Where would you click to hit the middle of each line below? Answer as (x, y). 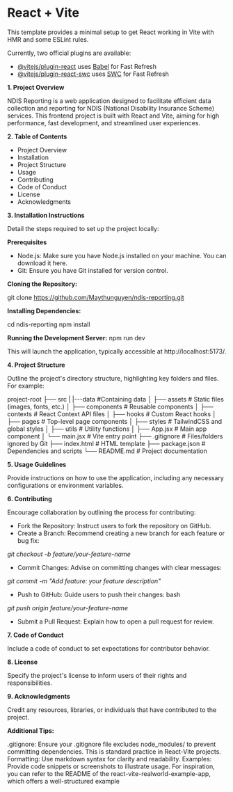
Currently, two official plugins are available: (69, 53)
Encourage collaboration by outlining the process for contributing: (102, 512)
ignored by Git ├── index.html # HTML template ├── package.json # (106, 443)
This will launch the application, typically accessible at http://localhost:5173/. (117, 351)
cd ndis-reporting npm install (49, 324)
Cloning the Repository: (42, 284)
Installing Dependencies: (44, 310)
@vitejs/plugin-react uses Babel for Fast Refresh (87, 66)
